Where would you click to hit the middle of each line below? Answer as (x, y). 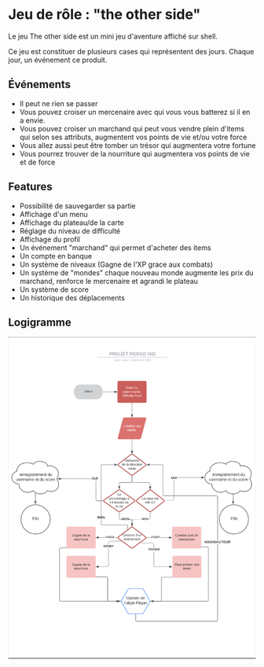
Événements (40, 85)
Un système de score (54, 289)
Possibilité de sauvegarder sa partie (77, 205)
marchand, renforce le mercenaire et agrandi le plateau (109, 281)
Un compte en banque (56, 256)
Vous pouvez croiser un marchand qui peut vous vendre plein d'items (132, 128)
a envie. (32, 120)
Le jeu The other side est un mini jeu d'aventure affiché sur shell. (113, 36)
